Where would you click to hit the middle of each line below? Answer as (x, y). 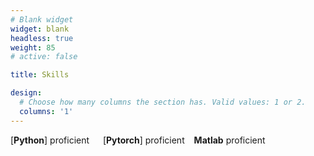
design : (26, 93)
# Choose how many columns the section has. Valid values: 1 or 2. (163, 102)
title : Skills (40, 75)
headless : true (42, 38)
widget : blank (40, 29)
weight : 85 (33, 47)
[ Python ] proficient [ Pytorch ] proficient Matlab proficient (138, 140)
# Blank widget (42, 19)
